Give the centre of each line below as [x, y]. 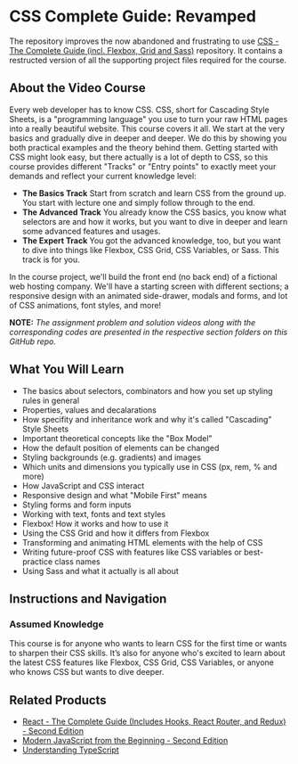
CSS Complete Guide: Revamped [133, 16]
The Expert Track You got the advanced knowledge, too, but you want [152, 240]
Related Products [58, 700]
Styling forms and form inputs [77, 505]
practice [37, 561]
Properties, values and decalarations [89, 410]
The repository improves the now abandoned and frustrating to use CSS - [144, 41]
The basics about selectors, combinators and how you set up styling [147, 390]
